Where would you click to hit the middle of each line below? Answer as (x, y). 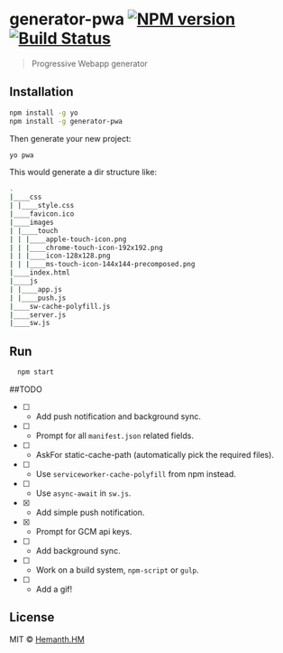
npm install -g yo (44, 113)
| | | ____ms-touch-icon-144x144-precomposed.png (102, 265)
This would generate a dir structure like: (83, 173)
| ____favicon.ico (42, 214)
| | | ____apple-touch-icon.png (68, 239)
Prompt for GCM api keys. (84, 531)
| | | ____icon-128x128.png (60, 256)
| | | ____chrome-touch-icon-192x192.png (87, 247)
